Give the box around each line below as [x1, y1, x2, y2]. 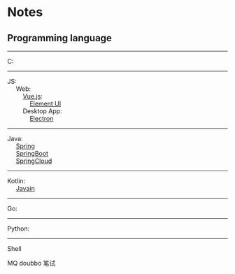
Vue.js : [22, 92, 43, 100]
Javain [15, 185, 35, 192]
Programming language [7, 32, 112, 44]
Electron [29, 115, 54, 122]
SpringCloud [15, 157, 52, 165]
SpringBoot [15, 150, 49, 157]
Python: [7, 224, 30, 233]
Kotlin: [7, 177, 26, 185]
